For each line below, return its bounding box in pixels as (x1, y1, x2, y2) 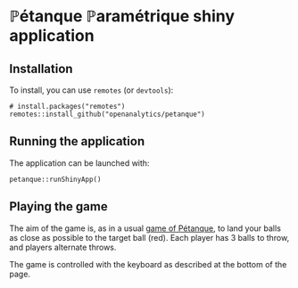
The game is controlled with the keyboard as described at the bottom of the (9, 259, 287, 269)
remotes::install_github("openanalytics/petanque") (9, 110, 205, 119)
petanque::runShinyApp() (9, 175, 102, 184)
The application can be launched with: (9, 157, 150, 169)
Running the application (9, 134, 145, 149)
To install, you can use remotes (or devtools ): (9, 85, 174, 95)
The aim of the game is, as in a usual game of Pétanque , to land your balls (9, 223, 281, 234)
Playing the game (9, 199, 109, 214)
